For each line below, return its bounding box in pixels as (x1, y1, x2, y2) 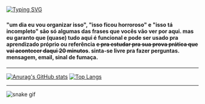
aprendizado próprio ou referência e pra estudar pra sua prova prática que (6, 40, 198, 48)
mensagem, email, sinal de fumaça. (6, 53, 99, 61)
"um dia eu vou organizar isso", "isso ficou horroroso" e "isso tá (6, 21, 173, 28)
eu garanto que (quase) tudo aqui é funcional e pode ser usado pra (6, 34, 179, 41)
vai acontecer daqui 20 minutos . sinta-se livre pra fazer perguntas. (6, 46, 180, 54)
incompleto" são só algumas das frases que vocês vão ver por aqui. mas (6, 28, 194, 35)
